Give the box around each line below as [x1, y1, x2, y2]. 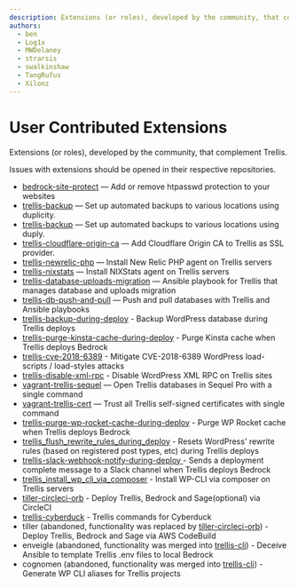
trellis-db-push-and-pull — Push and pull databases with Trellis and [21, 294, 271, 305]
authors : [9, 21, 42, 30]
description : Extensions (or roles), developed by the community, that [9, 12, 279, 22]
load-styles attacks [54, 361, 125, 371]
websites [21, 190, 56, 201]
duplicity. [21, 210, 56, 220]
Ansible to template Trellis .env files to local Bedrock [21, 549, 214, 559]
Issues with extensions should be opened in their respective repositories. [9, 163, 277, 174]
